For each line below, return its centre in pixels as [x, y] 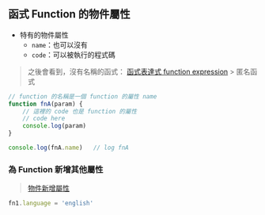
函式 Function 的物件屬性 [69, 14]
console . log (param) [55, 126]
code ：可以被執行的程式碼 [74, 55]
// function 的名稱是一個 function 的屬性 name [83, 96]
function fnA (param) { [45, 104]
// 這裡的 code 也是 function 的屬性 [79, 111]
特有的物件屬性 [44, 35]
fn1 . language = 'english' [51, 203]
